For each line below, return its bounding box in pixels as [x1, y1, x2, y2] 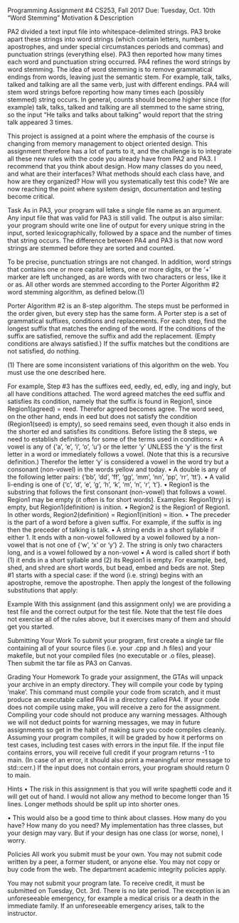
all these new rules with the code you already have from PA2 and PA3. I [7, 154, 216, 163]
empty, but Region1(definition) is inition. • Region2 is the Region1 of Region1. [7, 503, 230, 511]
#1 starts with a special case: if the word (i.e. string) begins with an [7, 571, 203, 579]
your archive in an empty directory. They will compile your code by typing [7, 681, 223, 688]
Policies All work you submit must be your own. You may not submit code [7, 850, 223, 858]
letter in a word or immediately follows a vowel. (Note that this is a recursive [7, 450, 230, 458]
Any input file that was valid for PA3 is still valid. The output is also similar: [7, 213, 224, 222]
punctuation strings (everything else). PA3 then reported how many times [7, 50, 223, 58]
